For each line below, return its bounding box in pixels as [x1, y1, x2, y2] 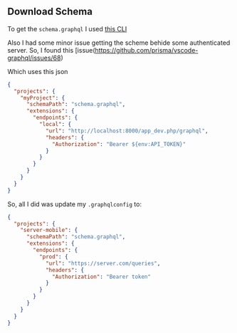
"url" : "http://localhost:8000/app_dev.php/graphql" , [45, 127, 209, 134]
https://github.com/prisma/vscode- [95, 46, 199, 54]
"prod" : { [38, 253, 69, 260]
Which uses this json [7, 67, 68, 75]
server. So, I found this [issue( [7, 46, 95, 54]
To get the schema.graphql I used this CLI [7, 24, 127, 33]
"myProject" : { [20, 94, 65, 102]
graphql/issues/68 [7, 53, 61, 62]
